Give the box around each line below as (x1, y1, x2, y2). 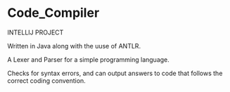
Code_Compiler (7, 5, 100, 21)
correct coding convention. (7, 76, 86, 85)
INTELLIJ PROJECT (7, 28, 64, 37)
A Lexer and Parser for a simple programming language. (7, 55, 170, 64)
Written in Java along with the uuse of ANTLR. (7, 41, 141, 50)
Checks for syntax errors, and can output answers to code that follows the (7, 69, 223, 77)
